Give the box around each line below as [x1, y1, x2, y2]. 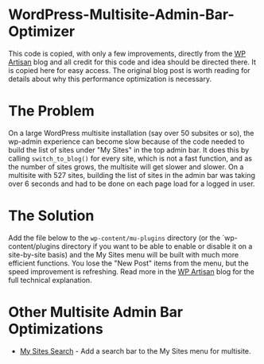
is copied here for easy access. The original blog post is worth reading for [8, 65, 250, 75]
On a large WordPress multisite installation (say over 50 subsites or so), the [8, 128, 254, 137]
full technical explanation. [8, 275, 93, 285]
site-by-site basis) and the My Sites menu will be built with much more [8, 250, 239, 259]
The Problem [8, 102, 95, 120]
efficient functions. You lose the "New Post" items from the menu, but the [8, 258, 249, 268]
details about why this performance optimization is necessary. [8, 74, 212, 83]
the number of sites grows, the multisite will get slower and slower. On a [8, 161, 244, 172]
